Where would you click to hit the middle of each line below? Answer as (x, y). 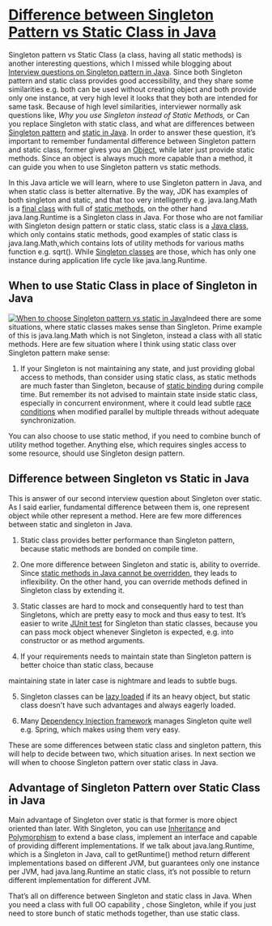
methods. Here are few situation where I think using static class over (123, 344)
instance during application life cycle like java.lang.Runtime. (108, 260)
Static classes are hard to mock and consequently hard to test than (132, 606)
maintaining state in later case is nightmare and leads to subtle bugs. (123, 681)
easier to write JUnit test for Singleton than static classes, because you (139, 623)
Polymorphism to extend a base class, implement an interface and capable (133, 837)
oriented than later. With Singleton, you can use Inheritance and (115, 829)
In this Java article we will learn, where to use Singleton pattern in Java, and (135, 182)
